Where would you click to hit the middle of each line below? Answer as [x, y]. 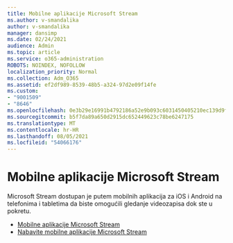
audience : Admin [31, 46]
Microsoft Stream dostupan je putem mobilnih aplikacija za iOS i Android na [115, 196]
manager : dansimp [32, 33]
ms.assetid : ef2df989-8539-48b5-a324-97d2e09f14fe [82, 85]
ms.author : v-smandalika [43, 20]
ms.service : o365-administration [55, 59]
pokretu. [19, 211]
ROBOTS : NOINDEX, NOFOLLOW [46, 65]
